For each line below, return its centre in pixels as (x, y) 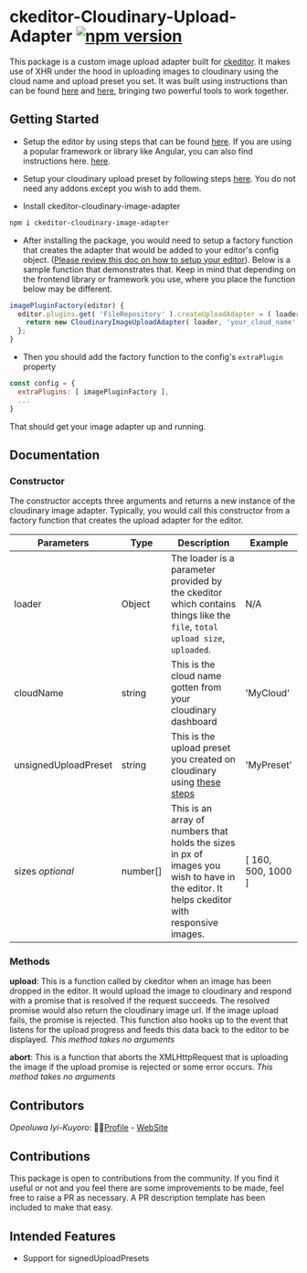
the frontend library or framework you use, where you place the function (159, 279)
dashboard (194, 722)
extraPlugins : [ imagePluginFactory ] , (94, 392)
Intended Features (63, 1236)
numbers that (199, 832)
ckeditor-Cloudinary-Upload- (123, 17)
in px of (187, 854)
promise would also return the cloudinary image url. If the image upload (144, 1011)
